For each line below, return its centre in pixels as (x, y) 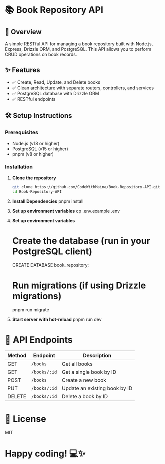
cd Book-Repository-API (37, 191)
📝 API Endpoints (39, 340)
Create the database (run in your (81, 241)
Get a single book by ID (89, 372)
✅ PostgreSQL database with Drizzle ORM (56, 93)
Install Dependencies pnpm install (48, 201)
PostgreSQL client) (52, 251)
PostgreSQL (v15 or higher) (40, 149)
